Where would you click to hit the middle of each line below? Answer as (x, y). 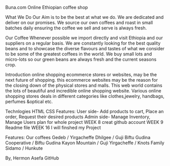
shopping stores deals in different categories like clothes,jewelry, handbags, (85, 96)
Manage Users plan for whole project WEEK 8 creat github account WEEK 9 (84, 122)
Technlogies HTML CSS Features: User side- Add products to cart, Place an (84, 111)
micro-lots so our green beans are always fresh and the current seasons (81, 59)
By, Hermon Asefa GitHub (32, 158)
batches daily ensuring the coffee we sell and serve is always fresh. (76, 28)
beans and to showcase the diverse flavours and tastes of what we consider (85, 48)
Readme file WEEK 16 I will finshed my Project (53, 127)
